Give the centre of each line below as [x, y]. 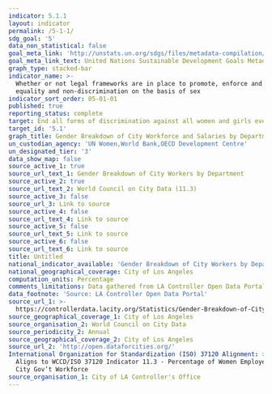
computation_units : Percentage [61, 279]
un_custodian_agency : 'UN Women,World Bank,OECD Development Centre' [128, 144]
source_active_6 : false [49, 242]
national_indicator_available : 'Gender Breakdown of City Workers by [128, 264]
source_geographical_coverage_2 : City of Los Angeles [101, 339]
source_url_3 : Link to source [59, 204]
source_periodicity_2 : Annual [59, 332]
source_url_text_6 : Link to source [68, 249]
